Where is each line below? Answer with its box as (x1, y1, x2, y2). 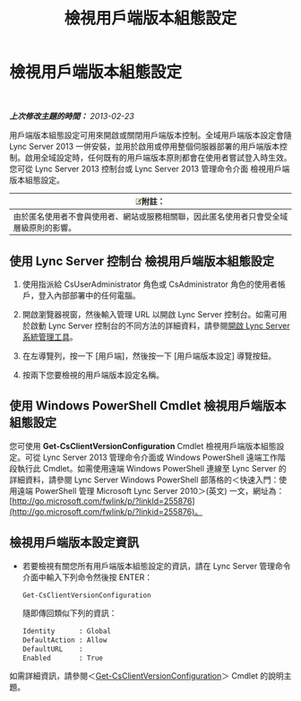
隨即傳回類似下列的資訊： (21, 607, 117, 619)
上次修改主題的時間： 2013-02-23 (9, 110, 134, 121)
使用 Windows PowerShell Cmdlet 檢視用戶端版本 (9, 398, 287, 413)
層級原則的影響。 (13, 221, 76, 233)
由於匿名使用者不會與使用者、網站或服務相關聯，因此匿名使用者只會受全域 (13, 211, 288, 221)
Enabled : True (21, 653, 103, 662)
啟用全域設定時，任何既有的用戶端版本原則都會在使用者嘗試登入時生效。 (24, 151, 292, 162)
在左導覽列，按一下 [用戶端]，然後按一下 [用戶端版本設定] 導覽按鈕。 (21, 350, 277, 361)
